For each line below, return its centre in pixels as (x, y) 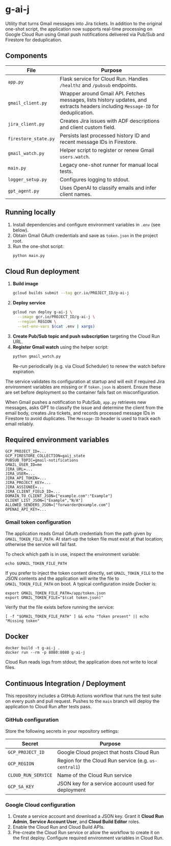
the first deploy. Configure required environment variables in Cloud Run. (88, 838)
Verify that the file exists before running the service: (60, 607)
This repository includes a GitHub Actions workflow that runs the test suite (83, 696)
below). (21, 230)
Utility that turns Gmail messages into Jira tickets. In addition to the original (84, 23)
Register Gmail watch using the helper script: (61, 347)
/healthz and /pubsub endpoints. (98, 85)
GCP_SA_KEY (21, 787)
